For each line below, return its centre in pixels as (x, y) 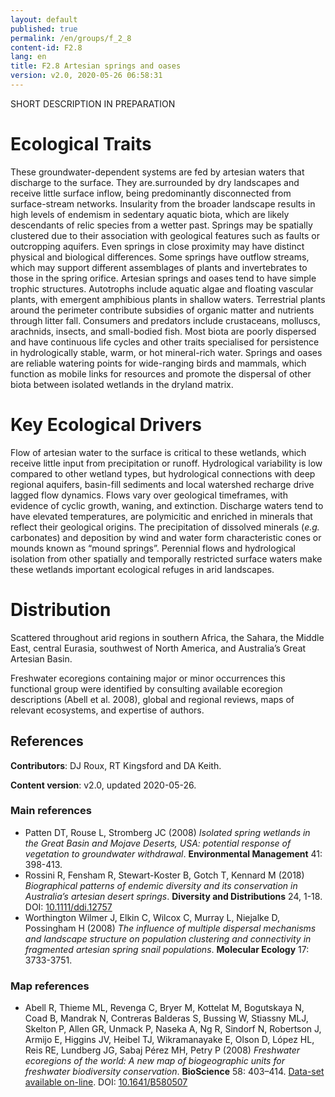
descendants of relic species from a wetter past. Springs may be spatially (161, 225)
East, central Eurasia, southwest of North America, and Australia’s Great (158, 648)
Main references (51, 811)
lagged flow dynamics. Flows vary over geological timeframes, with (149, 495)
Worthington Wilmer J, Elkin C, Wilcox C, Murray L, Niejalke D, (152, 917)
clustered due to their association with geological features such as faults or (165, 235)
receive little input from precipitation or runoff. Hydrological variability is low (166, 463)
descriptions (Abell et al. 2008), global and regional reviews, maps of (152, 699)
